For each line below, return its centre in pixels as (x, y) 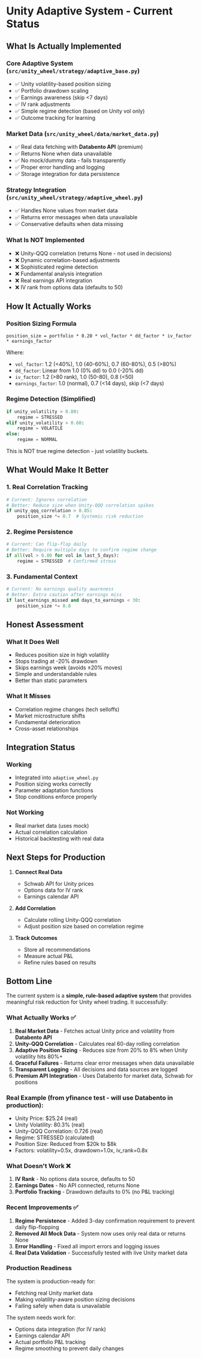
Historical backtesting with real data (59, 838)
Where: (15, 352)
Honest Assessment (45, 625)
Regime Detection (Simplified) (51, 399)
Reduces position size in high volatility (62, 655)
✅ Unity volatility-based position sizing (63, 84)
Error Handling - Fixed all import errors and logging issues (87, 1246)
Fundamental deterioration (48, 722)
